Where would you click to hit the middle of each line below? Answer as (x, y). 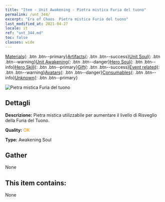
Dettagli (18, 103)
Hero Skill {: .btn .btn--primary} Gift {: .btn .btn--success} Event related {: (87, 67)
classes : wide (20, 42)
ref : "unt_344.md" (24, 33)
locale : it (16, 28)
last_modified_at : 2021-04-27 (37, 24)
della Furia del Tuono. (27, 120)
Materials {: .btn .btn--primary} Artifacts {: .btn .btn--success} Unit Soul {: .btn (83, 56)
